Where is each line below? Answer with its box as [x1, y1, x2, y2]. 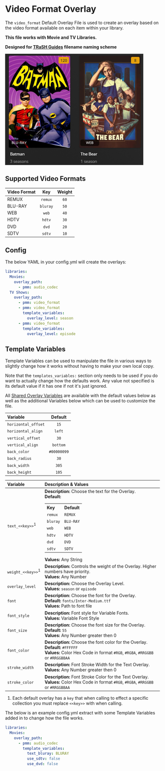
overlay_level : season [27, 315, 74, 320]
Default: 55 [44, 627, 67, 633]
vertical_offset [7, 436, 41, 441]
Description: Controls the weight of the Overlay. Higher [44, 563, 157, 569]
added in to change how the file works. [5, 715, 84, 721]
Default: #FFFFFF [44, 645, 78, 650]
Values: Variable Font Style [44, 615, 100, 621]
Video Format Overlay [5, 3, 97, 15]
